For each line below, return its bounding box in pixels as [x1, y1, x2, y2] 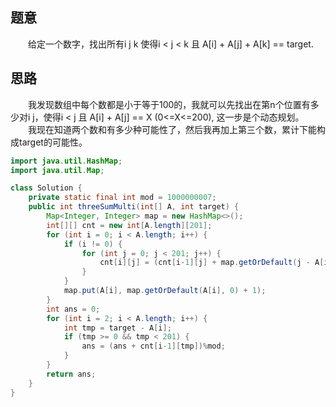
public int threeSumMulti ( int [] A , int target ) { [28, 202, 240, 212]
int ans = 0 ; [46, 304, 101, 314]
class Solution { [10, 183, 83, 193]
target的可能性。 [18, 136, 88, 148]
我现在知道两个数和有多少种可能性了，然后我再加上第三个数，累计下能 [27, 123, 317, 135]
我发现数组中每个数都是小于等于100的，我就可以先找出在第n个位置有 [27, 98, 311, 110]
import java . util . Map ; [10, 165, 105, 175]
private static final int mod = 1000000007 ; [28, 193, 217, 203]
